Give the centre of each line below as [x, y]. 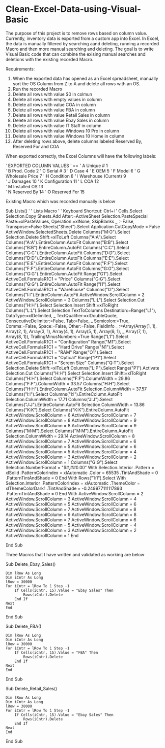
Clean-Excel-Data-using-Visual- [73, 9]
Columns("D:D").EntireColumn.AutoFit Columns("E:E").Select [67, 258]
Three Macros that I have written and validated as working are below [75, 554]
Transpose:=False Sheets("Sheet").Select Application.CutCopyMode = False [83, 226]
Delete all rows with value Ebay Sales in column [61, 120]
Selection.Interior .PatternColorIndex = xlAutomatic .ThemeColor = [73, 483]
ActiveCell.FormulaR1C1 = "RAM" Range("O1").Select [59, 352]
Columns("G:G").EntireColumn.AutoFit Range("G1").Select [64, 273]
